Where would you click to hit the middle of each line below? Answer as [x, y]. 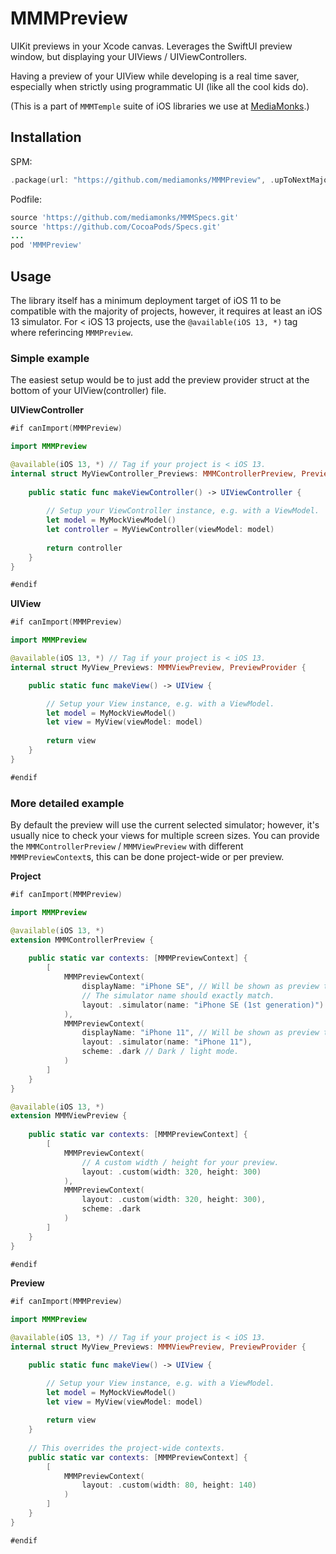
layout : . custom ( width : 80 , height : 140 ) [169, 1485]
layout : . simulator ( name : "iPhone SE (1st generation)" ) [203, 1005]
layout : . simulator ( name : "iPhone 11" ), [167, 1042]
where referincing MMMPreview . [72, 332]
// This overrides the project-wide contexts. [127, 1448]
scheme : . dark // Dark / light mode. [160, 1052]
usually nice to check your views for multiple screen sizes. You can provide [165, 836]
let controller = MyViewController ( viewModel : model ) [160, 530]
